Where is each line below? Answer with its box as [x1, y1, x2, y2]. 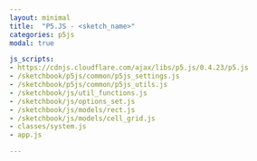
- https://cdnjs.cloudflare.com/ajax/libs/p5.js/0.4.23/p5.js [9, 63, 249, 72]
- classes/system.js [9, 122, 88, 131]
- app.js [9, 130, 43, 140]
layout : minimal [9, 13, 71, 23]
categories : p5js [9, 30, 75, 39]
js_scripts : [9, 55, 54, 64]
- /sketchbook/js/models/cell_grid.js [9, 114, 156, 123]
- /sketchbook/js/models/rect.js [9, 105, 136, 114]
